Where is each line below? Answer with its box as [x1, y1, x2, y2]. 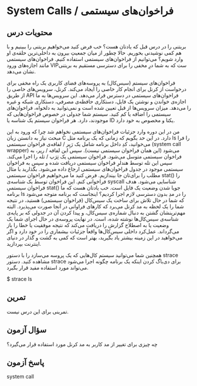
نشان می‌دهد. [6, 68, 36, 75]
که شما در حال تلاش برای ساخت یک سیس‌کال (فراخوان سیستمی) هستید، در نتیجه [6, 197, 185, 204]
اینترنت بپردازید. [6, 241, 42, 247]
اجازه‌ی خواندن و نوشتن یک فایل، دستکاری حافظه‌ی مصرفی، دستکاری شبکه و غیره [6, 98, 186, 105]
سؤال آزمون [6, 325, 47, 335]
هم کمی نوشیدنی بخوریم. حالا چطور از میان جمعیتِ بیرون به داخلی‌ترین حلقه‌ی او [6, 49, 182, 56]
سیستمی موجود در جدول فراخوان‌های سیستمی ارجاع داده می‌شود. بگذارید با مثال [6, 165, 184, 172]
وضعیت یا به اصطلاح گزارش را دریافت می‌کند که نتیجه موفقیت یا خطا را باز [6, 222, 169, 228]
